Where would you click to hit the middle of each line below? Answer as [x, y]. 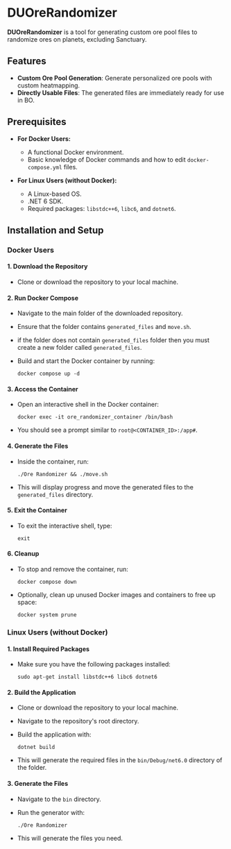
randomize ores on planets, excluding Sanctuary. [77, 39]
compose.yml [45, 167]
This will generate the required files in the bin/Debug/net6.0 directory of [120, 760]
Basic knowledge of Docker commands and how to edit [106, 159]
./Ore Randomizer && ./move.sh [62, 474]
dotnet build [36, 748]
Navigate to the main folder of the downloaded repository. [100, 313]
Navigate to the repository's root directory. [78, 721]
